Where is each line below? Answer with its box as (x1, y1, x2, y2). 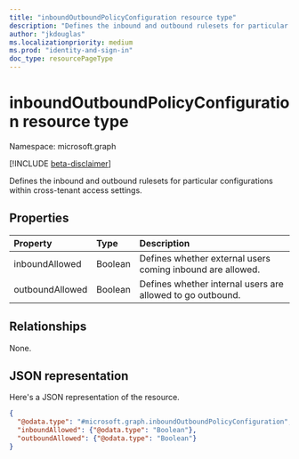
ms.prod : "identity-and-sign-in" (9, 46, 133, 55)
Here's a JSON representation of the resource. (9, 392, 180, 403)
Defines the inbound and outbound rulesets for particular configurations (9, 175, 273, 186)
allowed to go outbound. (139, 288, 241, 301)
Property (13, 237, 53, 249)
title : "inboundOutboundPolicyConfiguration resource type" (9, 12, 238, 22)
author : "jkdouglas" (9, 29, 86, 38)
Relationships (9, 319, 87, 334)
